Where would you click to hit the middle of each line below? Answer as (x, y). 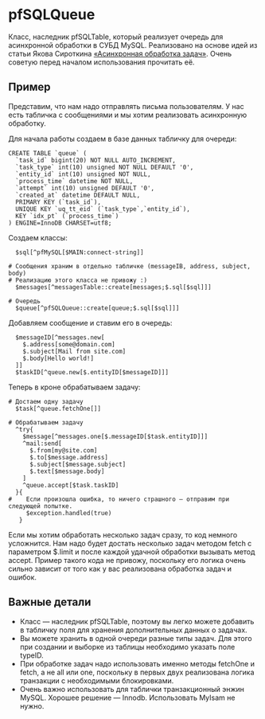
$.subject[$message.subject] (78, 464)
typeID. (31, 655)
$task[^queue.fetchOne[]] (58, 408)
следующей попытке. (41, 506)
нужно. (32, 705)
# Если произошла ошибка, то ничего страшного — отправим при (119, 499)
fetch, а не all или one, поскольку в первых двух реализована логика (137, 672)
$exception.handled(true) (69, 513)
